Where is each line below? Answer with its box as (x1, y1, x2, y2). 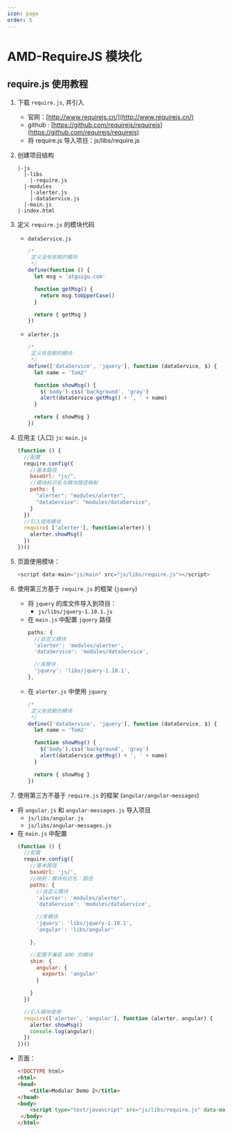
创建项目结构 (17, 150, 54, 159)
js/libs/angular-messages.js (27, 822, 112, 829)
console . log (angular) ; (30, 1028, 96, 1035)
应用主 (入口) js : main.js (17, 433, 88, 441)
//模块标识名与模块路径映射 (30, 480, 98, 486)
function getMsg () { (33, 286, 93, 292)
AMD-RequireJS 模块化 (7, 49, 142, 64)
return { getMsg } (33, 311, 87, 318)
